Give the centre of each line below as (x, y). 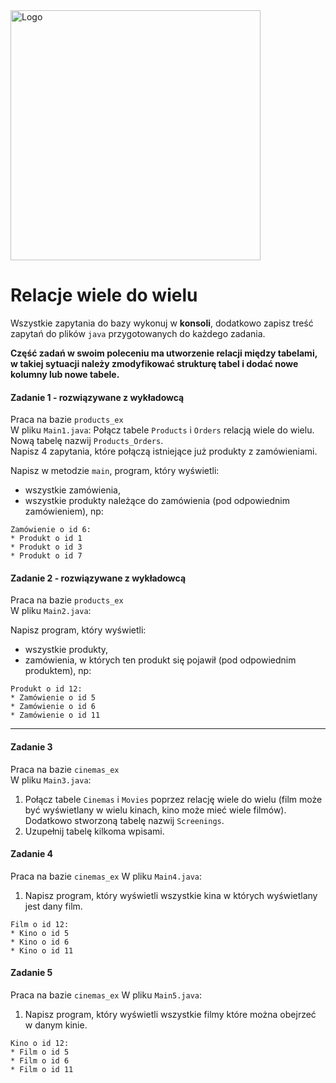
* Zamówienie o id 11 (55, 715)
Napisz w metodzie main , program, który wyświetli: (115, 471)
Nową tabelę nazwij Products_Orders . (87, 441)
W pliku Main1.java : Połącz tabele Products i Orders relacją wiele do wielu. (162, 430)
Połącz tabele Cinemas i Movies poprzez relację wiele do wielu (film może (173, 799)
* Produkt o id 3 (46, 547)
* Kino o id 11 (42, 950)
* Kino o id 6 (40, 942)
